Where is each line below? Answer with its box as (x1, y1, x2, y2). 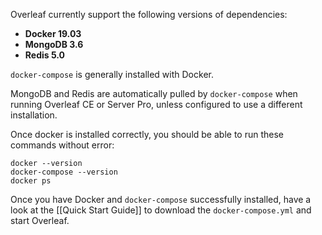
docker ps (10, 176, 52, 186)
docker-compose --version (10, 167, 118, 177)
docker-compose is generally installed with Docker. (10, 69, 214, 80)
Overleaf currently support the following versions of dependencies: (10, 9, 288, 20)
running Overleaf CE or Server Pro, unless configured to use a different (10, 99, 303, 110)
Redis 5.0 (24, 49, 66, 61)
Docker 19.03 (24, 28, 82, 39)
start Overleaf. (10, 215, 70, 226)
